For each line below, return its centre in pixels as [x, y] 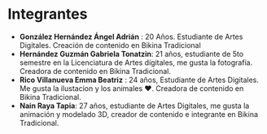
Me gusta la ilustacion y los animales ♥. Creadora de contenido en [131, 88]
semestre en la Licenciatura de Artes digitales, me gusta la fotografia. [136, 63]
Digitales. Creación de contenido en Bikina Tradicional [110, 45]
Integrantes [48, 14]
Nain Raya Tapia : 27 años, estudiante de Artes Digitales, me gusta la [134, 106]
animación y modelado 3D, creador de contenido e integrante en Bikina [138, 114]
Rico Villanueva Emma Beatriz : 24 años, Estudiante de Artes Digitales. [139, 80]
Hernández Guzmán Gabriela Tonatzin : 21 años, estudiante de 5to [131, 54]
